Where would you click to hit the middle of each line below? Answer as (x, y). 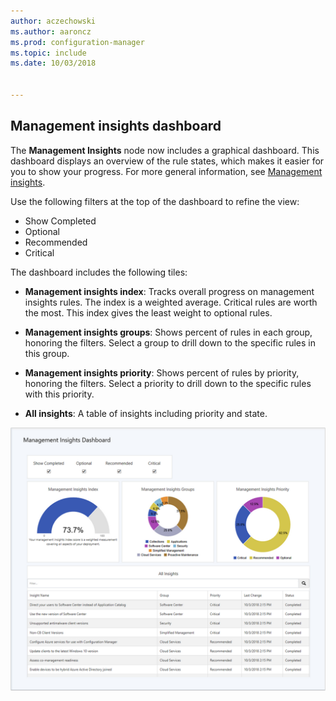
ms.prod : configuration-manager (77, 42)
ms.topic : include (48, 53)
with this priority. (59, 394)
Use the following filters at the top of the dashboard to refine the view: (155, 201)
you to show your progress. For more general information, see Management (166, 171)
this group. (47, 353)
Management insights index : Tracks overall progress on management (169, 291)
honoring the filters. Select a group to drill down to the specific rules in (170, 342)
